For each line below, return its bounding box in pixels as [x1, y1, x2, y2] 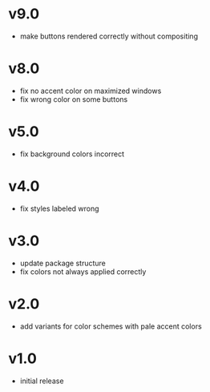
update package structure [19, 258, 106, 268]
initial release [19, 376, 64, 386]
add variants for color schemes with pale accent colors [19, 321, 202, 331]
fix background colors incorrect [19, 149, 125, 159]
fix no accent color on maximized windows [19, 86, 162, 95]
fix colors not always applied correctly [19, 266, 147, 277]
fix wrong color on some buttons [19, 94, 128, 104]
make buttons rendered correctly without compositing [19, 31, 199, 41]
